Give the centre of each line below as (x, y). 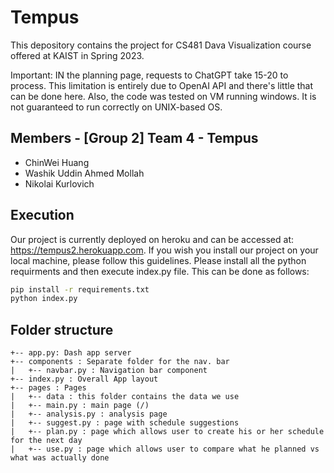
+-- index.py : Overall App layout (84, 379)
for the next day (46, 441)
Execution (42, 215)
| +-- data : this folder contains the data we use (125, 397)
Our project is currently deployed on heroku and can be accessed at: (152, 239)
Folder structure (62, 329)
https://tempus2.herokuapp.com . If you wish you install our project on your (164, 250)
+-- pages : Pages (48, 388)
